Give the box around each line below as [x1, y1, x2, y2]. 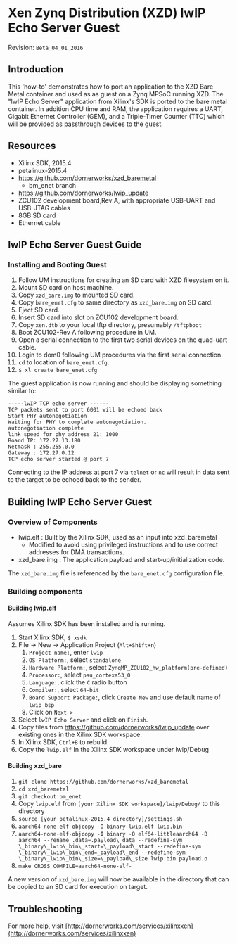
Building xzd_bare [8, 761, 62, 770]
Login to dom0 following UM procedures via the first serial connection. [18, 350, 224, 359]
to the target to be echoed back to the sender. [8, 476, 141, 484]
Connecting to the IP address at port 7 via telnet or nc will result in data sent [8, 468, 230, 476]
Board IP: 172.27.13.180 [8, 438, 81, 445]
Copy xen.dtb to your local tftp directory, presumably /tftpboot [18, 321, 203, 329]
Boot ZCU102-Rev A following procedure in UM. [18, 329, 157, 337]
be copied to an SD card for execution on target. [8, 883, 148, 891]
